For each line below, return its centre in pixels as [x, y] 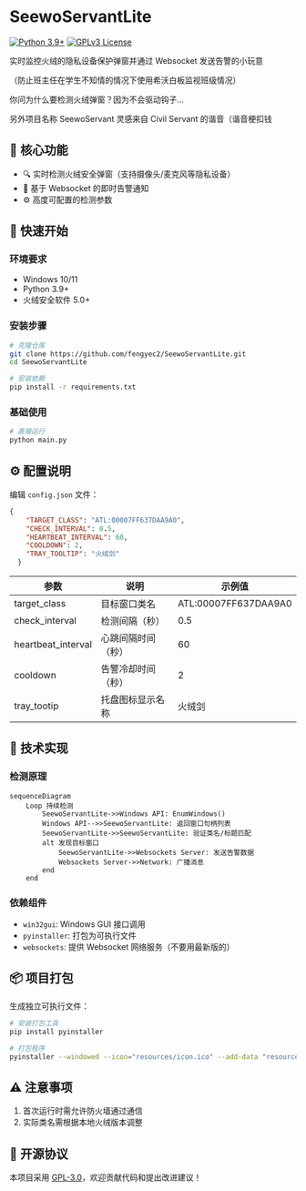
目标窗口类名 [128, 605]
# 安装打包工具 [34, 1023]
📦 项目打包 [42, 978]
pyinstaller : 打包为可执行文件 [79, 936]
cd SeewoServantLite [49, 362]
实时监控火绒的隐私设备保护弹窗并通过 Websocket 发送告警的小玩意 [137, 60]
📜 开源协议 [39, 1154]
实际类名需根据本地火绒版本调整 [82, 1123]
